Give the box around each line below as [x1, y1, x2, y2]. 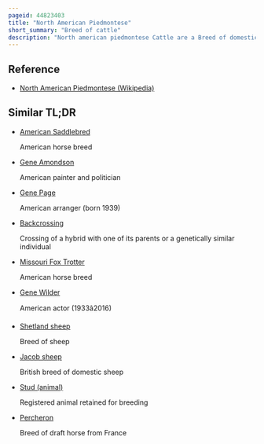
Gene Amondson [19, 157, 75, 167]
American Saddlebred [19, 127, 90, 136]
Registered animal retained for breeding [19, 398, 148, 407]
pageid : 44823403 [8, 11, 65, 20]
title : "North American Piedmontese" [8, 19, 132, 27]
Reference [8, 62, 60, 75]
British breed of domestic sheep [19, 367, 124, 376]
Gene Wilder [19, 288, 60, 297]
